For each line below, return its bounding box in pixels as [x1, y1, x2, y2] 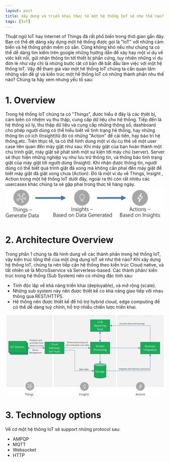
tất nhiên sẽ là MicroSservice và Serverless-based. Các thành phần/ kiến [5, 267, 158, 273]
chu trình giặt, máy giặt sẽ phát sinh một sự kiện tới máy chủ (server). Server [5, 149, 165, 155]
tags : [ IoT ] [5, 19, 30, 24]
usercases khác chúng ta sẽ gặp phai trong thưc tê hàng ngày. [5, 181, 136, 187]
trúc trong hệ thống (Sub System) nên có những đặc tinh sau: [5, 272, 133, 279]
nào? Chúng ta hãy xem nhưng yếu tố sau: [5, 77, 94, 83]
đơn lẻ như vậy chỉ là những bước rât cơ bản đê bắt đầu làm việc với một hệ [5, 60, 162, 67]
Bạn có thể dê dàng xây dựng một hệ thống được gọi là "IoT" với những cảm [5, 39, 164, 45]
